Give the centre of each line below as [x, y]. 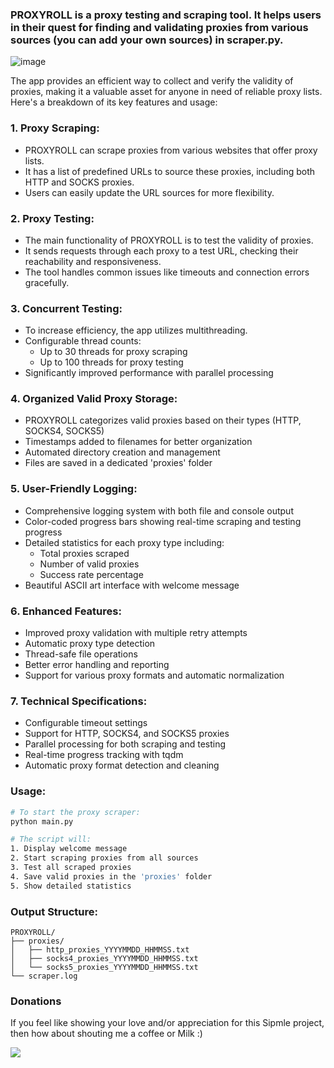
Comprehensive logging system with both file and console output [159, 510]
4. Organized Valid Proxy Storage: [94, 399]
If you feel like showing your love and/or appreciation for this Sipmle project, [167, 1023]
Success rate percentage [91, 574]
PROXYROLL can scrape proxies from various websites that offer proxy [171, 150]
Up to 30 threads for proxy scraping [113, 352]
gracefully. [47, 282]
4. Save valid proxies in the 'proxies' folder [111, 876]
